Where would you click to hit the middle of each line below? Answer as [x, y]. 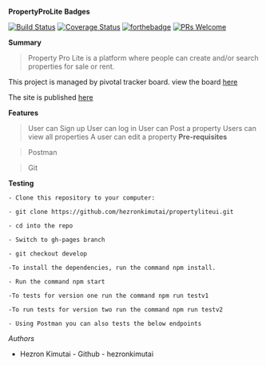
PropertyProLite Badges [49, 12]
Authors [21, 338]
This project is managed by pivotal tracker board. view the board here [123, 82]
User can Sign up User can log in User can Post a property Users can [142, 128]
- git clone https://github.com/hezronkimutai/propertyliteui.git [121, 212]
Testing [21, 183]
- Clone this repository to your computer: [82, 198]
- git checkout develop [48, 254]
